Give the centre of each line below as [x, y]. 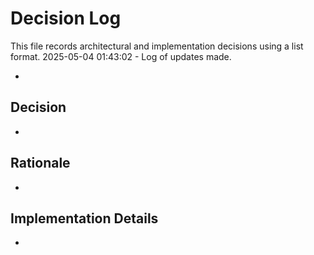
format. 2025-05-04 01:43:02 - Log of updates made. [121, 56]
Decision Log [66, 18]
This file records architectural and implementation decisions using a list [157, 46]
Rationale [40, 163]
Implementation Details [84, 218]
